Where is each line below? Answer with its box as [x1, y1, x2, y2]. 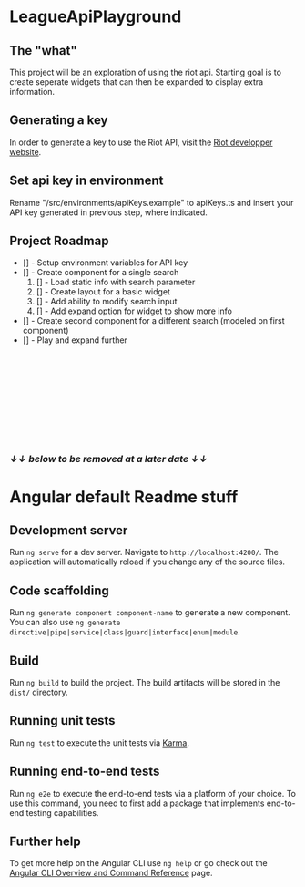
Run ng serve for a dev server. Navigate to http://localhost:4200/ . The [9, 547, 280, 558]
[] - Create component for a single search [22, 267, 179, 278]
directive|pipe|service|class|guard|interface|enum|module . [9, 626, 240, 637]
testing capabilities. [25, 807, 99, 818]
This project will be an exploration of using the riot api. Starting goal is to [9, 67, 282, 77]
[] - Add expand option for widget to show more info [36, 305, 232, 316]
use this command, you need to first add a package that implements [9, 798, 265, 809]
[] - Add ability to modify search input [36, 296, 178, 307]
